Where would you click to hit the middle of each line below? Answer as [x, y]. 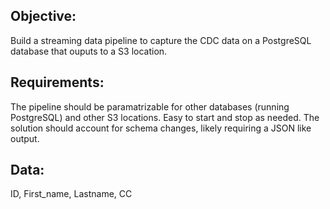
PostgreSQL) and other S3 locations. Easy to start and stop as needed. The [165, 117]
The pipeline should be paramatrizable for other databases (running [150, 106]
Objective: [43, 16]
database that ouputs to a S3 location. [89, 51]
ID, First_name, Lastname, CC [71, 194]
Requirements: [57, 82]
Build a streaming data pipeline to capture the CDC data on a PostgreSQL [161, 40]
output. [25, 138]
